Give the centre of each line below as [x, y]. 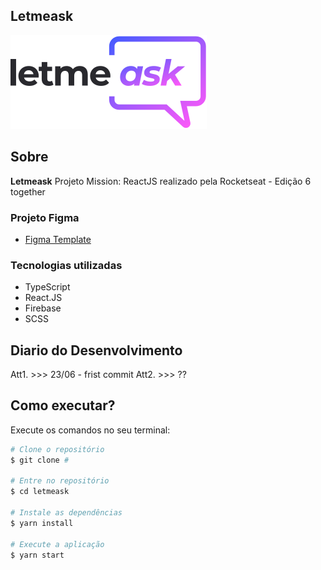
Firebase [43, 308]
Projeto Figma [45, 217]
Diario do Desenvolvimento [96, 350]
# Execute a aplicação [57, 544]
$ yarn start [37, 555]
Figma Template [58, 239]
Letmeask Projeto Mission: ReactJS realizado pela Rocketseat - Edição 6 [161, 181]
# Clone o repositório [57, 449]
